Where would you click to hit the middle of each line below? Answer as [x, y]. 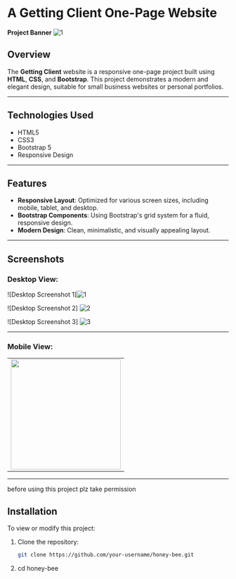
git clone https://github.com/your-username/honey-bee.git [106, 555]
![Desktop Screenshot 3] [43, 322]
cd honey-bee [38, 568]
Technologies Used [50, 115]
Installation [32, 511]
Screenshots [36, 259]
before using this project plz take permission [72, 489]
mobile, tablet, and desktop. [58, 208]
